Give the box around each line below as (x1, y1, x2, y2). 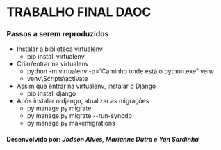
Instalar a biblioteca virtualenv (16, 45, 104, 53)
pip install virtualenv (26, 52, 85, 61)
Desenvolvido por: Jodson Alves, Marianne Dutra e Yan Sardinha (6, 135, 199, 144)
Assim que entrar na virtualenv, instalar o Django (16, 82, 156, 91)
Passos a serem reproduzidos (6, 29, 109, 39)
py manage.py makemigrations (26, 119, 115, 128)
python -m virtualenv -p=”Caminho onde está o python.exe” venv (26, 67, 215, 75)
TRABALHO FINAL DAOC (6, 4, 152, 20)
